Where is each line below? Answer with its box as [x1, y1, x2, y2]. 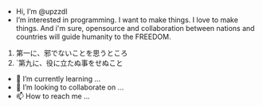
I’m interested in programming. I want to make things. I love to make [15, 15, 239, 25]
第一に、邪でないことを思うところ [15, 48, 128, 58]
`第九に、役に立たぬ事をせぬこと [15, 59, 124, 67]
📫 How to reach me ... [15, 91, 90, 101]
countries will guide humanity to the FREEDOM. [15, 32, 171, 41]
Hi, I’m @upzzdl [15, 7, 68, 16]
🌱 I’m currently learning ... [15, 75, 101, 83]
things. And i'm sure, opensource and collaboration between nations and [15, 24, 255, 32]
